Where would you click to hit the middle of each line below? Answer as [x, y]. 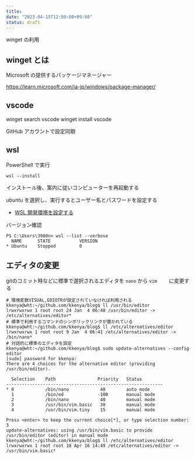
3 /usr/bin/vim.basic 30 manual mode [83, 405]
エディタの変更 [33, 266]
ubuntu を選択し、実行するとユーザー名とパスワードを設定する [82, 200]
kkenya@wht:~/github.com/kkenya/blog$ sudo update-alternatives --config [98, 348]
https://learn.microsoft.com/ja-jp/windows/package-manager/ [81, 87]
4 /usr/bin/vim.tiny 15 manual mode [83, 410]
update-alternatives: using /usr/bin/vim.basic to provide [79, 430]
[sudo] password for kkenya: [41, 358]
